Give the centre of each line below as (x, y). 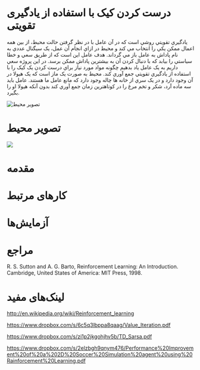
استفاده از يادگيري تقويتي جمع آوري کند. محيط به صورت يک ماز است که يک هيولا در (99, 73)
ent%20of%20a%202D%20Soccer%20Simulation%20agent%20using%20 (100, 355)
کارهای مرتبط (37, 196)
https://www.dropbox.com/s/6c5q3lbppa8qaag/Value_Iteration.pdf (89, 325)
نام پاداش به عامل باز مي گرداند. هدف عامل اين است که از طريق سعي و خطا (92, 54)
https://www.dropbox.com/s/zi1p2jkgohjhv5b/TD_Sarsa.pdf (79, 337)
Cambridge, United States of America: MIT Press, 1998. (74, 273)
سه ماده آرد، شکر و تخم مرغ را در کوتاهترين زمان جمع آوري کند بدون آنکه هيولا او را (99, 86)
